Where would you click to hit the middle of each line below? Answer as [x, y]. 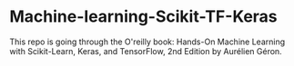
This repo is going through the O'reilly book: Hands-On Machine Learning [147, 42]
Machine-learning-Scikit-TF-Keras [143, 17]
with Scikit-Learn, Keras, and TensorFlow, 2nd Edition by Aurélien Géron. [146, 51]
